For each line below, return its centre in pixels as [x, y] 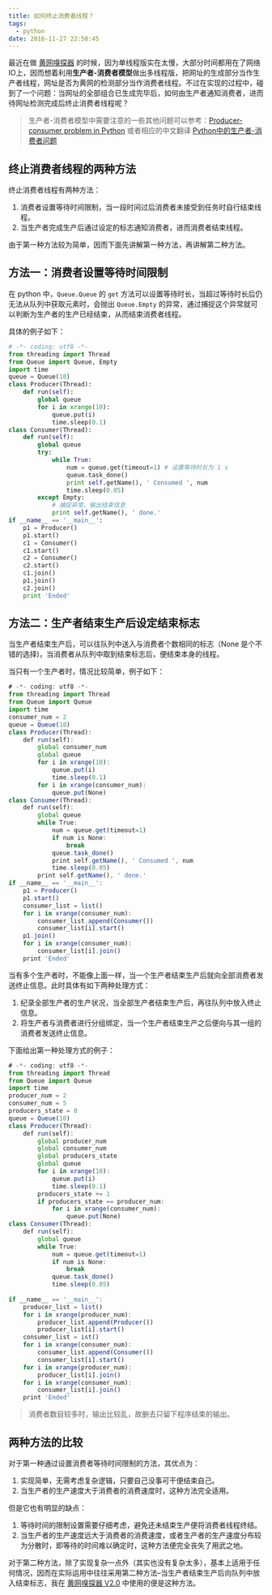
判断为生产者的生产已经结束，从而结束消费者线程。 [100, 314]
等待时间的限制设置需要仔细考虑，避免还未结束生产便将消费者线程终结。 [140, 1525]
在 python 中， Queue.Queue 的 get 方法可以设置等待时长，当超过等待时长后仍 [136, 294]
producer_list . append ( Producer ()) [96, 1322]
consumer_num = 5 [38, 1104]
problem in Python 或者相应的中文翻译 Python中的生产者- [159, 131]
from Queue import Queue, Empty [63, 362]
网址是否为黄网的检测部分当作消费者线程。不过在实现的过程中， [150, 83]
